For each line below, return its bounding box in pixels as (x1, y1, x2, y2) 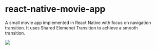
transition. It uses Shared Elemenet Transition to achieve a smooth (5, 25, 138, 30)
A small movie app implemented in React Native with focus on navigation (5, 20, 151, 25)
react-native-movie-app (5, 3, 106, 15)
